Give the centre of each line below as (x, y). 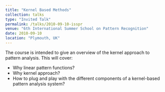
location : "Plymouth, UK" (32, 38)
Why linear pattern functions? (44, 67)
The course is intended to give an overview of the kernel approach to (77, 52)
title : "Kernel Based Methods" (38, 10)
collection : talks (25, 15)
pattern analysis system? (39, 83)
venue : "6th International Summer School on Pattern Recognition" (77, 29)
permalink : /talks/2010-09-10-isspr (44, 24)
